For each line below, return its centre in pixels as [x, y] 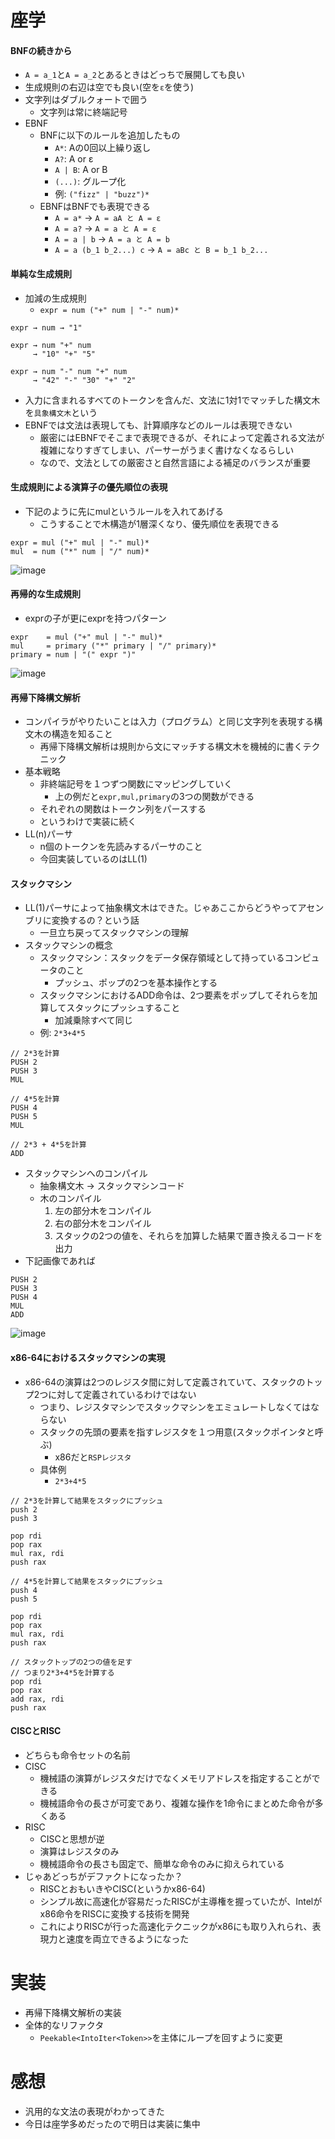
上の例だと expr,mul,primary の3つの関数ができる [154, 797]
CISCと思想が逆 [72, 1838]
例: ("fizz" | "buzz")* [102, 194]
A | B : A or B [81, 170]
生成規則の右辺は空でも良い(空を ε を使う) [109, 87]
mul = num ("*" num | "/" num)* [80, 551]
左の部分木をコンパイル [103, 1211]
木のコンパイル [70, 1198]
